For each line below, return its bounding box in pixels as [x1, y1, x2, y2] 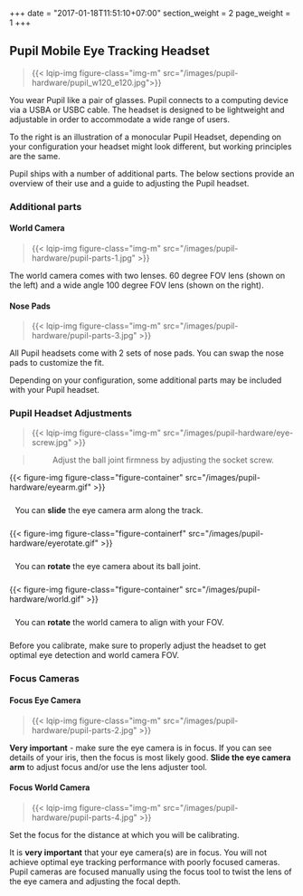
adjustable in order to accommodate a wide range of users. [9, 113, 231, 125]
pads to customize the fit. [9, 357, 105, 368]
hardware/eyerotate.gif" [9, 538, 99, 548]
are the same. [9, 150, 61, 161]
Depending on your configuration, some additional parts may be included [9, 375, 282, 386]
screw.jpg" [31, 437, 72, 448]
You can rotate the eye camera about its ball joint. [14, 561, 201, 572]
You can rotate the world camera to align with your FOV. [14, 617, 224, 628]
